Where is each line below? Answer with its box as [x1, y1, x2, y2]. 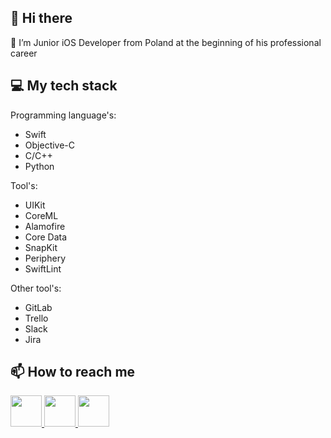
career [10, 47, 38, 59]
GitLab [24, 301, 53, 313]
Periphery [24, 252, 66, 264]
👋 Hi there [10, 10, 73, 27]
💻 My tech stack [10, 77, 118, 95]
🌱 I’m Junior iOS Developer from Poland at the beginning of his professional [10, 36, 322, 48]
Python [24, 160, 55, 172]
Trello [24, 312, 49, 324]
